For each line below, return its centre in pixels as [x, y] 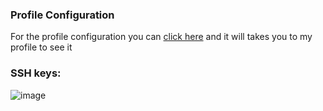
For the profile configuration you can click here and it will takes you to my [161, 37]
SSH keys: [36, 73]
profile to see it [41, 47]
